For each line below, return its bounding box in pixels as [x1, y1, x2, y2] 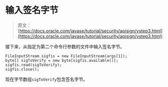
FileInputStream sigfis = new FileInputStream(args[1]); [5, 53, 128, 58]
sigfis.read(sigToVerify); [5, 62, 62, 67]
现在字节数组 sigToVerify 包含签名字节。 [5, 76, 88, 82]
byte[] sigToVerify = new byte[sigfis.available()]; [5, 58, 119, 63]
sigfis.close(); [5, 66, 39, 72]
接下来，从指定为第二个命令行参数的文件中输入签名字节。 [5, 43, 125, 49]
